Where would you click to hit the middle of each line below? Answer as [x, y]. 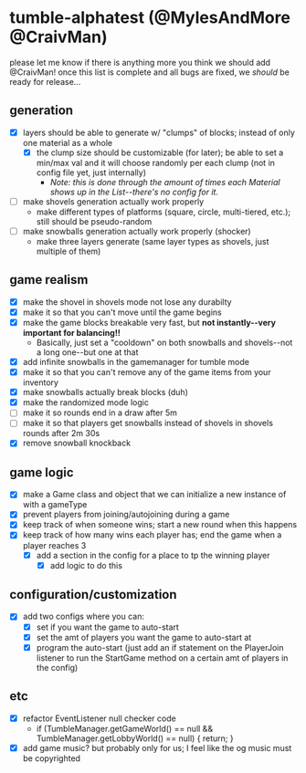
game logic [42, 472]
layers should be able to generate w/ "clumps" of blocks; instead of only [158, 132]
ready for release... [45, 81]
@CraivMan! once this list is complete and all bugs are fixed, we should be [149, 72]
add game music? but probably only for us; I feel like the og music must [157, 747]
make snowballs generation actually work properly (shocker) [137, 231]
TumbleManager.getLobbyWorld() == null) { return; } [135, 738]
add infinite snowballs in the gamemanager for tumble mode [136, 362]
